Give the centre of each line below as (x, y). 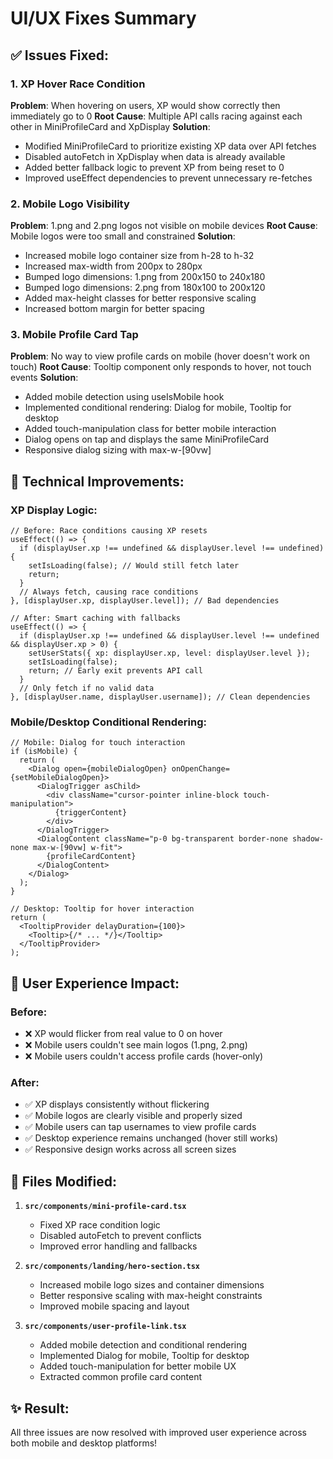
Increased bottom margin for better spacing (114, 309)
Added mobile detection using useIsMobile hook (124, 397)
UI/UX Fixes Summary (103, 18)
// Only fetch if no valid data (87, 688)
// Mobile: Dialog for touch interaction (98, 743)
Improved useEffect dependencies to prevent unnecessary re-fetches (168, 178)
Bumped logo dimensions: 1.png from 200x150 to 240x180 (145, 277)
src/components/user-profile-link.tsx (105, 1327)
